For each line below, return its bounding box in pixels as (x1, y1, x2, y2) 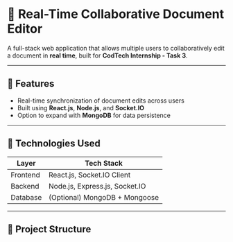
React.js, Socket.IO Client (48, 170, 131, 180)
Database (10, 192, 42, 202)
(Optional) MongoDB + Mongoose (48, 192, 159, 202)
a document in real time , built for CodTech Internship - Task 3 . (7, 51, 188, 60)
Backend (10, 181, 40, 191)
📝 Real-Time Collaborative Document (7, 6, 225, 22)
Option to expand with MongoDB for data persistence (17, 111, 171, 119)
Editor (7, 21, 43, 37)
